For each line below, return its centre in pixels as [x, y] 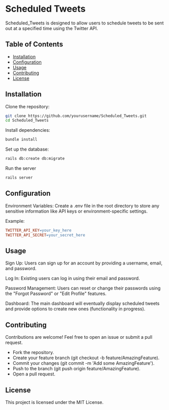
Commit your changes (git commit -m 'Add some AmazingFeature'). [83, 363]
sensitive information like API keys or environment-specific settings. [76, 211]
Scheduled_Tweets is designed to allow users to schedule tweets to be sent [84, 23]
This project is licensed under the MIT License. [54, 402]
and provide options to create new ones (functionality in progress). [75, 309]
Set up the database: [27, 149]
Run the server [21, 168]
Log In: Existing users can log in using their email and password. [73, 278]
